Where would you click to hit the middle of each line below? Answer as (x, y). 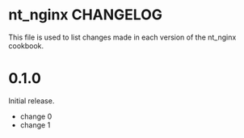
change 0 (36, 116)
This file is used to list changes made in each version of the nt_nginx (122, 37)
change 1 (35, 125)
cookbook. (26, 45)
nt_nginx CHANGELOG (86, 15)
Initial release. (32, 100)
